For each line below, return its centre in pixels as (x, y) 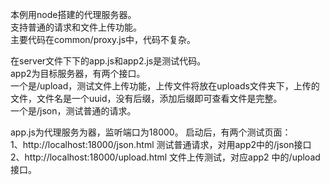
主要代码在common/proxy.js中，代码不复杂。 (103, 39)
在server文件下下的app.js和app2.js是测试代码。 (108, 61)
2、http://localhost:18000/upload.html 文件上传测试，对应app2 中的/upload (165, 157)
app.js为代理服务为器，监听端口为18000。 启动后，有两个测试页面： (151, 132)
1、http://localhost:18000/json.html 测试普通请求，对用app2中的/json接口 (161, 144)
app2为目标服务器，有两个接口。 (78, 73)
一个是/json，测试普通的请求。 (73, 111)
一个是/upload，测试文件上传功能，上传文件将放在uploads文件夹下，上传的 (165, 86)
